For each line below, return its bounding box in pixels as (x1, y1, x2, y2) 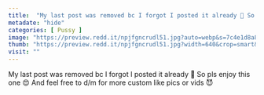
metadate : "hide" (8, 19, 65, 27)
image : (8, 33, 30, 42)
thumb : (8, 41, 30, 49)
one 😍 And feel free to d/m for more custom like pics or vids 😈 (8, 78, 214, 87)
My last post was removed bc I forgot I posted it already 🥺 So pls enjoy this (8, 70, 251, 79)
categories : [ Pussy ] (8, 26, 82, 34)
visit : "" (8, 48, 41, 56)
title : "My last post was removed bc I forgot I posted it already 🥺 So (8, 11, 255, 20)
